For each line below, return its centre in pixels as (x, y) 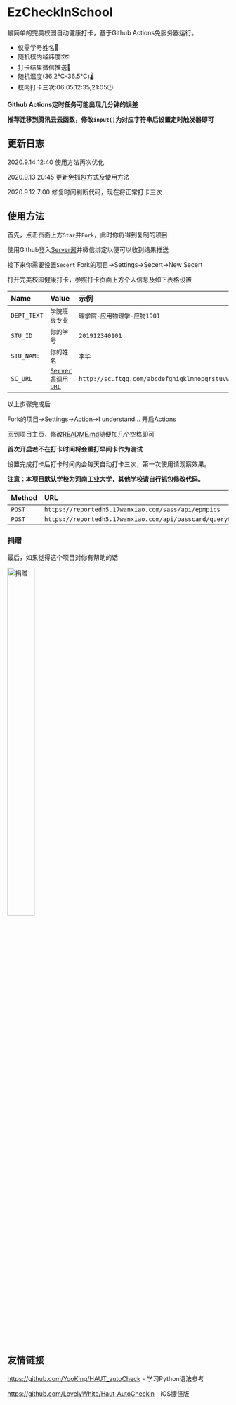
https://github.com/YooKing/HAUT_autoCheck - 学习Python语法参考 (106, 1378)
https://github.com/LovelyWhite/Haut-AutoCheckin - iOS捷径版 (98, 1393)
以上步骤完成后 (29, 404)
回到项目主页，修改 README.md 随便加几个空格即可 (81, 434)
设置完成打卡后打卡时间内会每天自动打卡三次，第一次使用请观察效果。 (109, 464)
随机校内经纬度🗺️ (43, 56)
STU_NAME (25, 356)
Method (24, 497)
